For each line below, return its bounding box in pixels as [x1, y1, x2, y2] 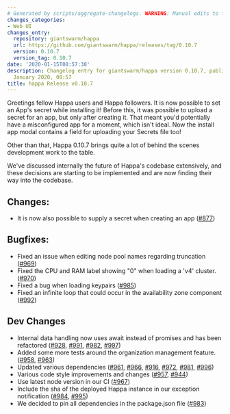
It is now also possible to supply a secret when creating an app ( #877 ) [16, 214, 216, 222]
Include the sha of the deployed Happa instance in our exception [16, 385, 200, 393]
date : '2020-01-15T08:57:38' [7, 61, 90, 68]
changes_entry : [7, 29, 51, 36]
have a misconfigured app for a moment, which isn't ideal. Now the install [7, 120, 214, 129]
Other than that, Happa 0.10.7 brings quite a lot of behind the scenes [7, 141, 200, 149]
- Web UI [7, 23, 32, 29]
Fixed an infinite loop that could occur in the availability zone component [16, 288, 222, 296]
